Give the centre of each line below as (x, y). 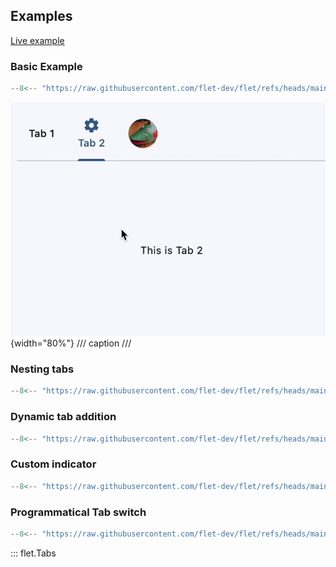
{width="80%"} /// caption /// (71, 343)
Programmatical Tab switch (78, 512)
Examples (41, 16)
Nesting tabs (42, 369)
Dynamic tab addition (63, 417)
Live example (37, 40)
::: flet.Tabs (33, 553)
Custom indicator (53, 464)
